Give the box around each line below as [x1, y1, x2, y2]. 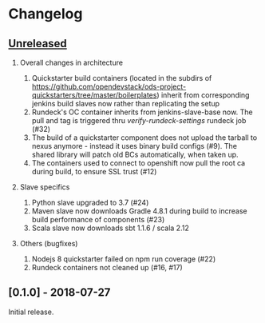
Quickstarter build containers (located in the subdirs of [31, 74, 212, 82]
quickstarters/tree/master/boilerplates [31, 90, 157, 100]
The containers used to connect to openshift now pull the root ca [31, 158, 246, 168]
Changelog [8, 5, 83, 23]
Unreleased [8, 37, 68, 50]
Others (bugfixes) [19, 239, 78, 248]
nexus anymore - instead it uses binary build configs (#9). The [31, 142, 238, 150]
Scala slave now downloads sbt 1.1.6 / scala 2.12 [31, 223, 189, 233]
